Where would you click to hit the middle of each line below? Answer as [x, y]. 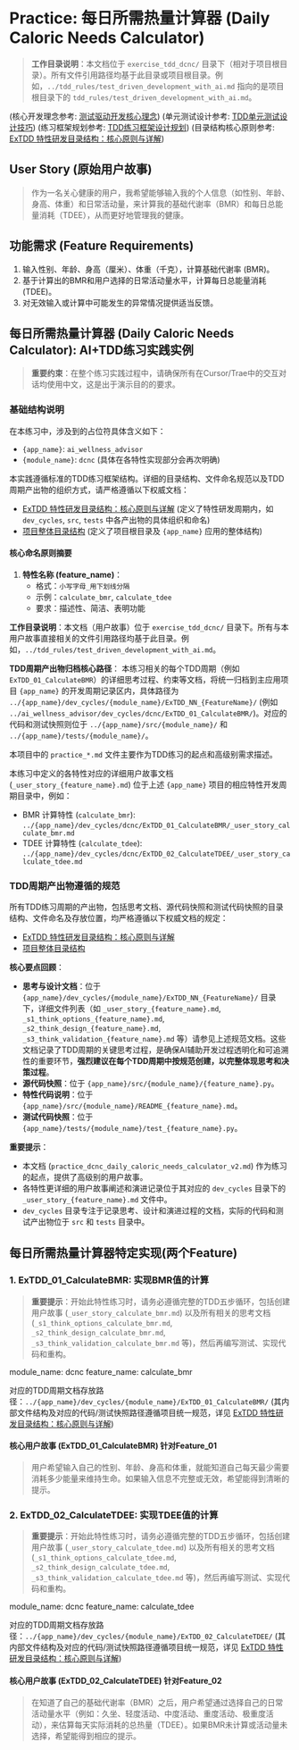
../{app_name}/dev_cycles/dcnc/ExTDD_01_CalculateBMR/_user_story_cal [156, 825]
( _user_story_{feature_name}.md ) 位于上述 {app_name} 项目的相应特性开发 [144, 784]
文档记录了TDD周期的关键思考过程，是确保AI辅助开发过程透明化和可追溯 [155, 1050]
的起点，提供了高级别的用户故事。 [85, 1177]
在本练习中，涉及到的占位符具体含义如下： [87, 431]
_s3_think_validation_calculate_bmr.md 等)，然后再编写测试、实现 [154, 1343]
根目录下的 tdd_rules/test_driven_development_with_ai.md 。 [144, 97]
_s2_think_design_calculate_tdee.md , [100, 1567]
